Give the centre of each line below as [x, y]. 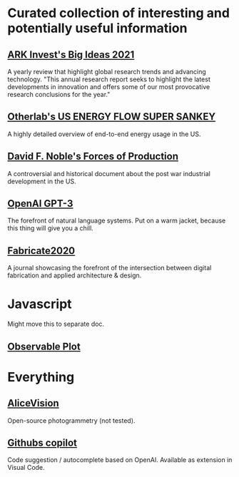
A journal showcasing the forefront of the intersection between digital [110, 268]
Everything [41, 377]
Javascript [40, 304]
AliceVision [33, 403]
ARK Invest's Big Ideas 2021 [71, 55]
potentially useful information [97, 28]
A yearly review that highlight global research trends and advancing [107, 72]
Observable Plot [44, 346]
